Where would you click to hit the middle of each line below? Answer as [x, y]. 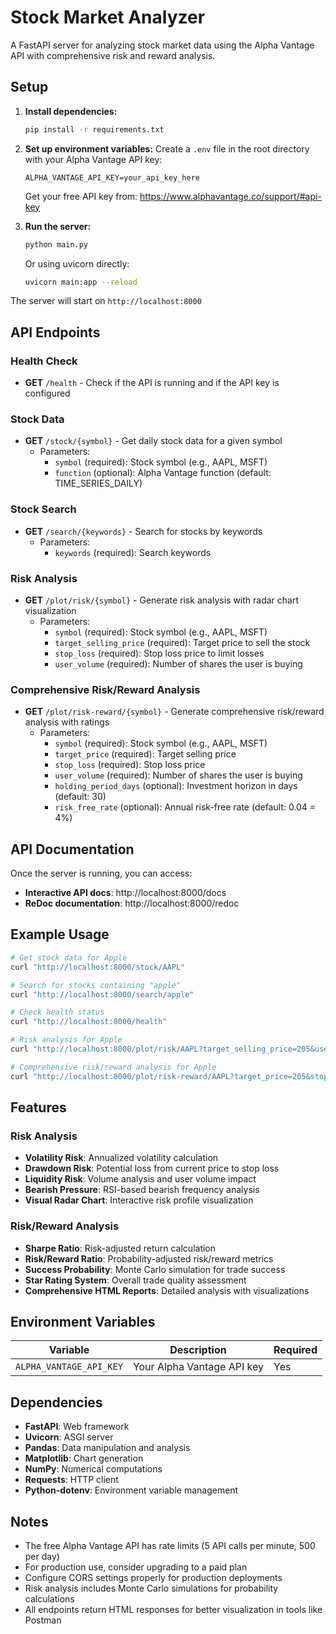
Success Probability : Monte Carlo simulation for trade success [155, 1269]
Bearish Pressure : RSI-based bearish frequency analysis [142, 1190]
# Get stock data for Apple [69, 957]
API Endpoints [55, 332]
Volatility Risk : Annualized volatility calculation [121, 1158]
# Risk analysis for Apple [66, 1040]
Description [198, 1350]
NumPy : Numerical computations [93, 1469]
